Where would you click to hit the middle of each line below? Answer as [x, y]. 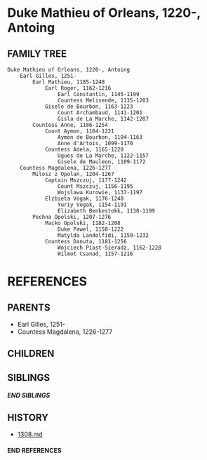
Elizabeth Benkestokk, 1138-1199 [106, 211]
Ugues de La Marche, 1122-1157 [103, 156]
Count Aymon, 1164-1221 [79, 131]
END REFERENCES [34, 450]
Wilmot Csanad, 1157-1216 [95, 254]
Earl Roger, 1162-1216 [78, 88]
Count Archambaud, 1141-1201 [100, 113]
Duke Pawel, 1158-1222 [91, 229]
